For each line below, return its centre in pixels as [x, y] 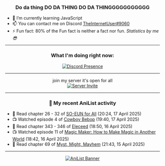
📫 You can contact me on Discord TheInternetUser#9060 [71, 24]
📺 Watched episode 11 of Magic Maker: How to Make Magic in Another [84, 132]
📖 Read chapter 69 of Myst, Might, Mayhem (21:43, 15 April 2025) [78, 144]
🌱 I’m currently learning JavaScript [47, 18]
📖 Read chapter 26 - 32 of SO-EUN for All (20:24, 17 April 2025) [77, 114]
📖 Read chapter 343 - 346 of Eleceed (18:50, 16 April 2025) [72, 126]
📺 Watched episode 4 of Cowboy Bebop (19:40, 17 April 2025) [76, 119]
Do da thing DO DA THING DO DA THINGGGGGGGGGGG [82, 7]
